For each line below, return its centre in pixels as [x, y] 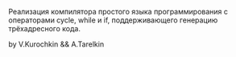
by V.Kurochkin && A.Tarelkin [56, 44]
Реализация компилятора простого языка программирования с [118, 12]
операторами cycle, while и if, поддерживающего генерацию [113, 20]
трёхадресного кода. [44, 28]
